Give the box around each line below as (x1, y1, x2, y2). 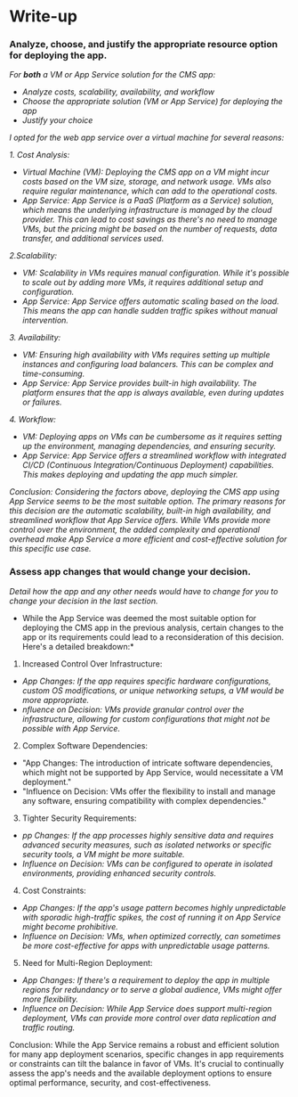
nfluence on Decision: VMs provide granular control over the (21, 704, 245, 715)
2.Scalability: (9, 250, 58, 261)
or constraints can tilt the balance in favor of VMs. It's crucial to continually (9, 1058, 285, 1068)
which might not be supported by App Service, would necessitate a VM (21, 766, 284, 777)
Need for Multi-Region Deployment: (21, 957, 153, 968)
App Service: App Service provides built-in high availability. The (21, 378, 257, 389)
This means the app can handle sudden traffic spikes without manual (21, 306, 278, 316)
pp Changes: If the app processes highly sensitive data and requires (21, 830, 274, 840)
